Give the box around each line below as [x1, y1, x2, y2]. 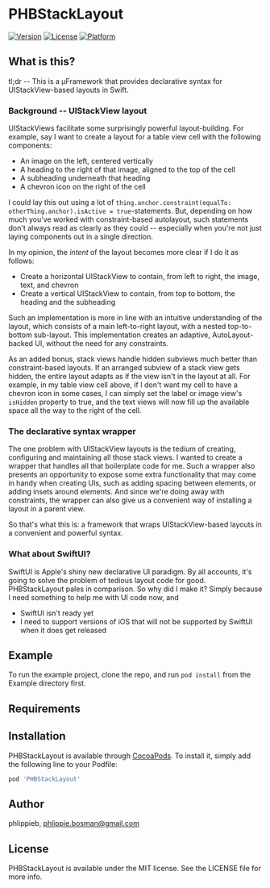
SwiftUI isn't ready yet [19, 608, 94, 618]
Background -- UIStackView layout [8, 105, 147, 116]
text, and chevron [19, 280, 79, 290]
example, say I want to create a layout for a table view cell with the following [8, 132, 262, 142]
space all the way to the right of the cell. [8, 406, 142, 415]
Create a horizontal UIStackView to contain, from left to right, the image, [19, 272, 260, 281]
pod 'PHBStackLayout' [8, 775, 81, 783]
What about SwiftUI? [8, 548, 91, 560]
